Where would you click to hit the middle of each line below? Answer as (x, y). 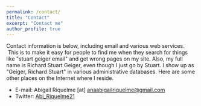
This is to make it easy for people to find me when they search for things (98, 53)
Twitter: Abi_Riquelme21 (45, 96)
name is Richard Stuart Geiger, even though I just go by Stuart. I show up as (100, 65)
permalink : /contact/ (33, 12)
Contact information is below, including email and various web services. (96, 46)
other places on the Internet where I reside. (60, 78)
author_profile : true (33, 29)
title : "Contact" (28, 18)
